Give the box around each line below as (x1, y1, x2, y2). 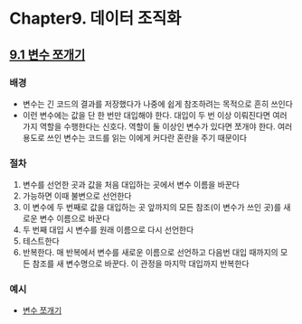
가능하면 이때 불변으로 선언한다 (22, 190, 132, 201)
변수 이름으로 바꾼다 (39, 213, 110, 224)
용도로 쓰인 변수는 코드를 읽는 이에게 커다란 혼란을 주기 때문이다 (22, 132, 247, 143)
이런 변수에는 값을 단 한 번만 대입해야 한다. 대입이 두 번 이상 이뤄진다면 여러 (22, 109, 288, 120)
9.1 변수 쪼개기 (9, 47, 86, 62)
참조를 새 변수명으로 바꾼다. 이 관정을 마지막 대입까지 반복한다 (32, 258, 250, 269)
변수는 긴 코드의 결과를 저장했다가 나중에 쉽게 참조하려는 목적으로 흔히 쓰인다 (22, 98, 294, 109)
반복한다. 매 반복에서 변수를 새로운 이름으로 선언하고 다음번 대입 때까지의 (22, 247, 278, 258)
